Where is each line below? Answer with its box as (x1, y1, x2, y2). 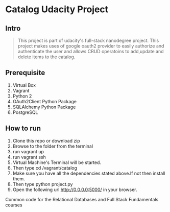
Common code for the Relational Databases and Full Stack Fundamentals (5, 196, 159, 202)
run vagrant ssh (12, 154, 46, 160)
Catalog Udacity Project (5, 4, 109, 15)
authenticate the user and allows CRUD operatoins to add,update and (17, 49, 164, 54)
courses (5, 202, 22, 208)
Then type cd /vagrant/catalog (12, 164, 78, 171)
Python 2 (12, 93, 32, 99)
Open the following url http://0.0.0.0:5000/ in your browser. (12, 186, 137, 193)
